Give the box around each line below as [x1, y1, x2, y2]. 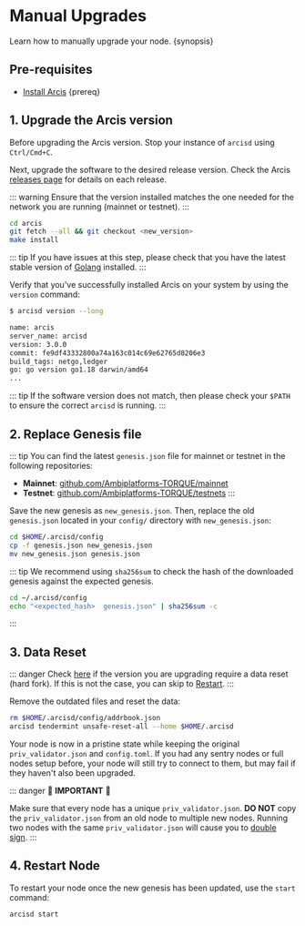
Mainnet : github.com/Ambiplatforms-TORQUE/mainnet [22, 478, 229, 488]
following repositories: [9, 461, 93, 471]
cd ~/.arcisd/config [9, 593, 88, 602]
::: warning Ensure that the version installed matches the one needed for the [9, 191, 294, 202]
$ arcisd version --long [9, 307, 104, 316]
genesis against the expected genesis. [9, 575, 154, 586]
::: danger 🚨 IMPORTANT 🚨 [9, 785, 111, 796]
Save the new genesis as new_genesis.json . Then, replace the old [9, 505, 255, 515]
